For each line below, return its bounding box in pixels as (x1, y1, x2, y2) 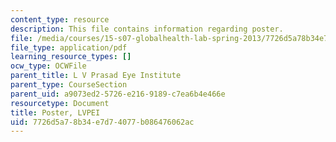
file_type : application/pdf (10, 42, 128, 53)
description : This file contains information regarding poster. (10, 24, 284, 34)
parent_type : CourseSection (10, 80, 128, 90)
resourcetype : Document (10, 98, 110, 108)
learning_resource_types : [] (10, 52, 132, 62)
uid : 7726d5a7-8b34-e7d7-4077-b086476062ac (10, 117, 195, 127)
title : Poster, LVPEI (10, 107, 101, 118)
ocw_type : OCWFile (10, 61, 87, 71)
